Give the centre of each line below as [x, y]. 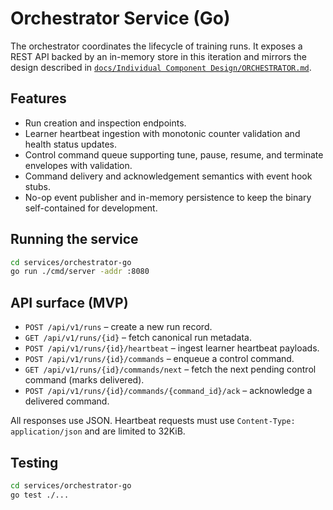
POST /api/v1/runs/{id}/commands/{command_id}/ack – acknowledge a [168, 391]
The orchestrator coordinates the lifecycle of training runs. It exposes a [156, 46]
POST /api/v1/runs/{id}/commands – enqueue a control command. [159, 359]
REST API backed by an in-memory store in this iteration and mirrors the [158, 56]
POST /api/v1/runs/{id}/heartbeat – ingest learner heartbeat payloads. [172, 348]
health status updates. [71, 144]
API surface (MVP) [69, 302]
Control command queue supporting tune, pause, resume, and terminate [174, 154]
